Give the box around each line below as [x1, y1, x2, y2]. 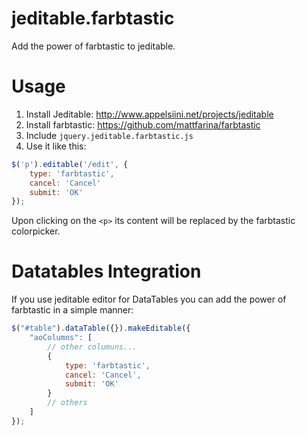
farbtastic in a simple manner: [11, 304, 134, 316]
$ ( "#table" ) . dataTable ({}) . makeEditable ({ [11, 323, 191, 334]
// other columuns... [47, 342, 138, 352]
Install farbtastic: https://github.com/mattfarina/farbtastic [25, 118, 261, 131]
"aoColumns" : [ [29, 333, 93, 343]
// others [47, 398, 88, 408]
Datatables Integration [11, 260, 202, 283]
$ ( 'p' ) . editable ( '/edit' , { [11, 159, 129, 169]
